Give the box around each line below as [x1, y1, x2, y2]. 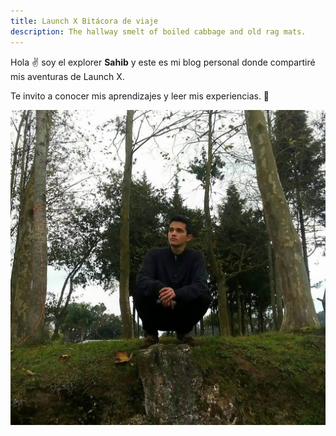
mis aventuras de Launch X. [10, 70, 125, 82]
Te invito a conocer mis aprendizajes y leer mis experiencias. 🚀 [10, 90, 270, 102]
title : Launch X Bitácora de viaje [10, 16, 159, 26]
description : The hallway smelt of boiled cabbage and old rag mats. [10, 26, 307, 37]
